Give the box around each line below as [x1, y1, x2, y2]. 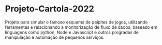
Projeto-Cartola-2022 [5, 3, 94, 14]
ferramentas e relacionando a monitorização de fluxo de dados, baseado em [5, 24, 158, 30]
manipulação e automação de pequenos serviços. [5, 34, 105, 40]
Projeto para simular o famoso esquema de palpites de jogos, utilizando [5, 19, 148, 25]
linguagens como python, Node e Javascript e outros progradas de [5, 29, 139, 35]
